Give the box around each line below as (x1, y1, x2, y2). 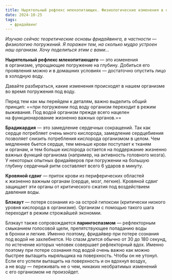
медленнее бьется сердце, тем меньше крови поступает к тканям (5, 141, 152, 147)
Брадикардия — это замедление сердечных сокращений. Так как (5, 125, 151, 131)
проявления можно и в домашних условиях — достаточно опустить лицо (5, 68, 166, 74)
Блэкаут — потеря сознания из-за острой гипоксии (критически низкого (5, 199, 166, 205)
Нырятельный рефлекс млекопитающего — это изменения (5, 57, 138, 63)
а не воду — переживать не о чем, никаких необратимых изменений (5, 264, 157, 270)
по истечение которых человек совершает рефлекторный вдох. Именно (5, 242, 164, 248)
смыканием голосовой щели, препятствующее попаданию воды (5, 225, 147, 231)
